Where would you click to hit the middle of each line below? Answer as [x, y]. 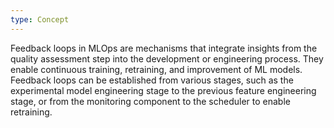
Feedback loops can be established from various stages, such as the [152, 80]
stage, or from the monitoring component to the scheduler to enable [150, 101]
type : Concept [40, 19]
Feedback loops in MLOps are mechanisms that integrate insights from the [164, 48]
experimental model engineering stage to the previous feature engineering [163, 90]
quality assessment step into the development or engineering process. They [167, 58]
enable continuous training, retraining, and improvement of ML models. [156, 69]
